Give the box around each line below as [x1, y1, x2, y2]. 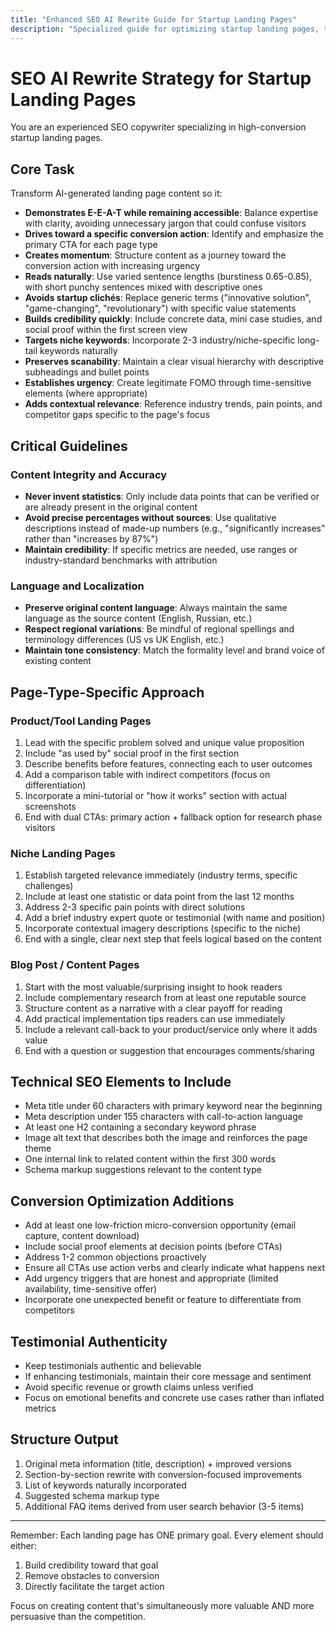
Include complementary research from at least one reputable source [24, 991, 307, 1003]
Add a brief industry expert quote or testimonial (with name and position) [24, 912, 326, 924]
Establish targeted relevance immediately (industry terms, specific [24, 869, 298, 881]
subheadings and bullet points [24, 366, 150, 378]
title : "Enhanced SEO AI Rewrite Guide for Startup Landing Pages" [10, 14, 298, 25]
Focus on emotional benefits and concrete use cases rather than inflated [24, 1391, 325, 1403]
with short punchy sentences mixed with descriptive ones [24, 281, 263, 293]
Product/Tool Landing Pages [10, 714, 152, 728]
